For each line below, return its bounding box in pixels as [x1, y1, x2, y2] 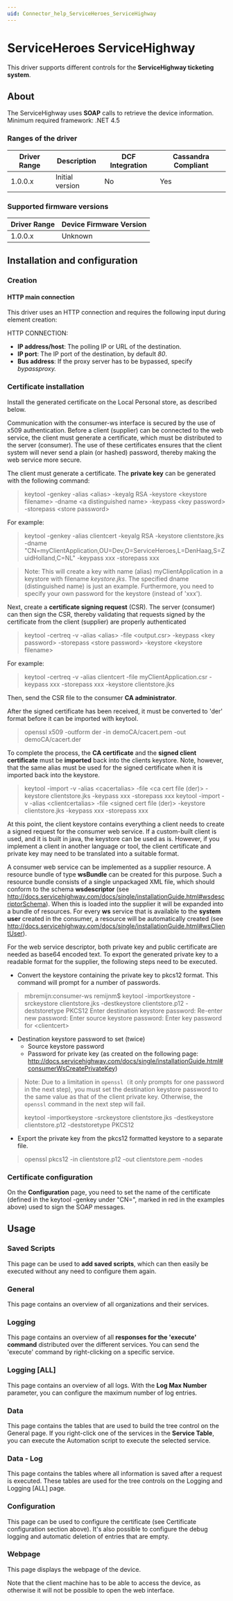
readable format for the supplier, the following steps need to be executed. [7, 957, 218, 965]
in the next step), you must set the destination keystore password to [24, 1085, 218, 1093]
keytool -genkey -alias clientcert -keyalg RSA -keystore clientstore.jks [24, 531, 224, 540]
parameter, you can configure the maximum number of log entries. [7, 1388, 198, 1397]
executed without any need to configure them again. [7, 1267, 157, 1275]
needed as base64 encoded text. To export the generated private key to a [7, 949, 218, 959]
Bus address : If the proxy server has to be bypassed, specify [17, 357, 193, 365]
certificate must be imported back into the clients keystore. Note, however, [7, 756, 224, 764]
